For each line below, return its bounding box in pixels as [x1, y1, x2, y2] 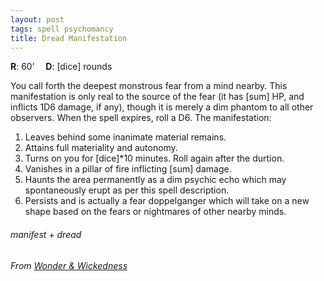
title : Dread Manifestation [10, 33, 128, 43]
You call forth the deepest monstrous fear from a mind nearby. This [10, 80, 288, 92]
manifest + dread [10, 228, 82, 240]
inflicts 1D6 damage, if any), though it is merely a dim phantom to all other [10, 101, 314, 113]
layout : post [10, 14, 65, 25]
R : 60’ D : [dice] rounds [10, 61, 113, 73]
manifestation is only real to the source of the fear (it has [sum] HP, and [10, 91, 305, 103]
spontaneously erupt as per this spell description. [24, 184, 230, 196]
